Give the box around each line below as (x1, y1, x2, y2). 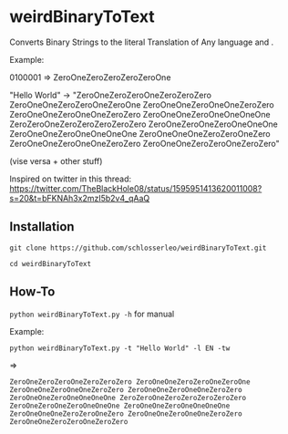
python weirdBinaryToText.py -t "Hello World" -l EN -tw (9, 344, 231, 353)
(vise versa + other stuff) (9, 155, 103, 166)
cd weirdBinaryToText (9, 259, 92, 268)
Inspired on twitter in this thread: (9, 173, 132, 184)
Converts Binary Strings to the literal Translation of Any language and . (9, 36, 274, 47)
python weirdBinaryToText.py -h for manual (9, 308, 175, 319)
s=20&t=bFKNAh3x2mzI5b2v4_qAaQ (9, 192, 150, 203)
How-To (9, 284, 56, 300)
